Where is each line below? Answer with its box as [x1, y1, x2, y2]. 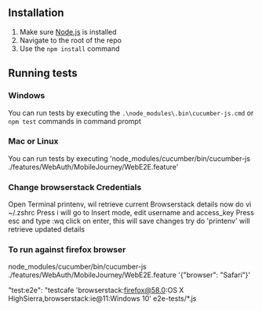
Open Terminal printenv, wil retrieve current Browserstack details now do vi [8, 199, 252, 209]
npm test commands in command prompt [8, 116, 141, 126]
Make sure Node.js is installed [19, 27, 117, 36]
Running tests [8, 67, 78, 80]
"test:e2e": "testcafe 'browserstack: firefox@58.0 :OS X [8, 286, 184, 295]
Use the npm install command [19, 43, 120, 53]
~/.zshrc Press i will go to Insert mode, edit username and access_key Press [8, 208, 255, 218]
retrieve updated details [8, 225, 85, 234]
